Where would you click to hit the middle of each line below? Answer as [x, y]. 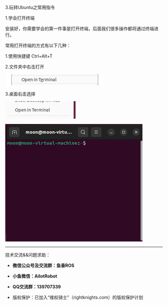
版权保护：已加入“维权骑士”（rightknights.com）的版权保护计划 [78, 297]
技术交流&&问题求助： [28, 255]
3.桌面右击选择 [20, 94]
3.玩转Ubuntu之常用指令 [30, 7]
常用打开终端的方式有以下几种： [38, 45]
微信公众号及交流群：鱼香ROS [43, 265]
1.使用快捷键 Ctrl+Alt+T [29, 56]
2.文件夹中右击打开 [25, 67]
